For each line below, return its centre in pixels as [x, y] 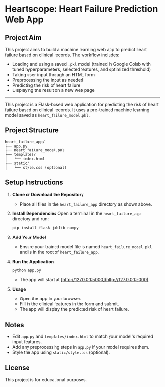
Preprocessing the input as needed [48, 80]
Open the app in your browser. [50, 299]
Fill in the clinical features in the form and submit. [69, 304]
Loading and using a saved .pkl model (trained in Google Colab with [81, 64]
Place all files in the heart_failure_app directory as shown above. [86, 204]
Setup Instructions [34, 183]
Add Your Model [29, 237]
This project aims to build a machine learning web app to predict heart [76, 49]
